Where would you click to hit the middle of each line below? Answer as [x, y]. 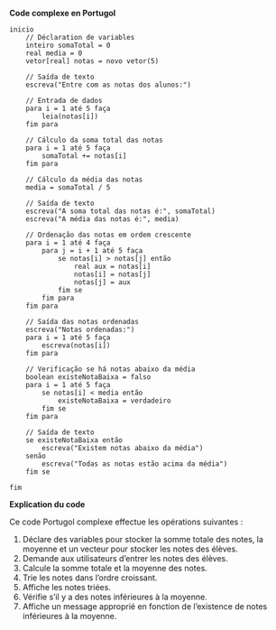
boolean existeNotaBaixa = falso [88, 377]
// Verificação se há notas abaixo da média [110, 369]
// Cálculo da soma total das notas [95, 140]
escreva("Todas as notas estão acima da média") [135, 464]
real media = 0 [54, 53]
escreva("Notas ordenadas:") [80, 329]
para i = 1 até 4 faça [68, 243]
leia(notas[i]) [70, 116]
